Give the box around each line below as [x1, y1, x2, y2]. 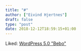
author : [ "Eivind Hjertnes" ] [5, 12, 67, 17]
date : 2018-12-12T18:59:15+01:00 [5, 27, 76, 32]
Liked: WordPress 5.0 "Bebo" [5, 40, 66, 46]
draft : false [5, 17, 33, 22]
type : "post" [5, 21, 33, 27]
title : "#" [5, 7, 29, 13]
